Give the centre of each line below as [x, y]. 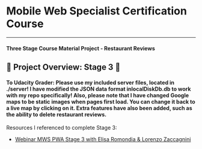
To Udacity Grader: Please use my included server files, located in [90, 82]
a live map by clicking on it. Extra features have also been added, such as [99, 108]
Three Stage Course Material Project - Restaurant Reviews [81, 48]
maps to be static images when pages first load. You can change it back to [101, 102]
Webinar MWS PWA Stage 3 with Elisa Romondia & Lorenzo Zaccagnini [103, 139]
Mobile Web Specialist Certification [97, 11]
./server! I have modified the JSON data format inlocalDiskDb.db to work [99, 89]
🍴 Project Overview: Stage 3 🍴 [63, 67]
